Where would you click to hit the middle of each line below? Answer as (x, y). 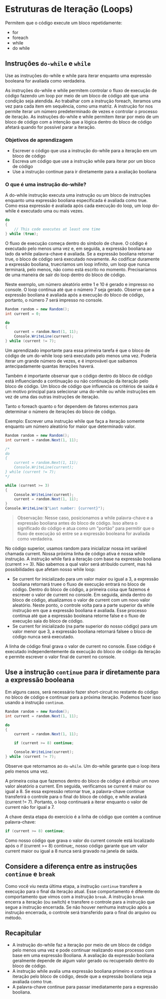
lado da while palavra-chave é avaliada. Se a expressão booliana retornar (80, 253)
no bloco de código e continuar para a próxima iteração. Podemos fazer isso (83, 697)
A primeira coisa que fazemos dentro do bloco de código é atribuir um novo (82, 781)
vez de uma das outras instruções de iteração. (52, 397)
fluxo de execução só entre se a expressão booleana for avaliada (83, 534)
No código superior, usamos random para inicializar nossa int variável (76, 548)
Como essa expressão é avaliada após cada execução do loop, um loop (78, 206)
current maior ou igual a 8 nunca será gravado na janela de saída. (72, 851)
